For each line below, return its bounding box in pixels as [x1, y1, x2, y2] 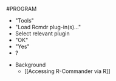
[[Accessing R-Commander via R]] [24, 68, 111, 75]
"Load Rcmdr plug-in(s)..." [15, 24, 81, 30]
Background [15, 61, 46, 68]
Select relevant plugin [15, 30, 70, 37]
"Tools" [15, 17, 35, 24]
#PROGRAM [6, 5, 37, 12]
